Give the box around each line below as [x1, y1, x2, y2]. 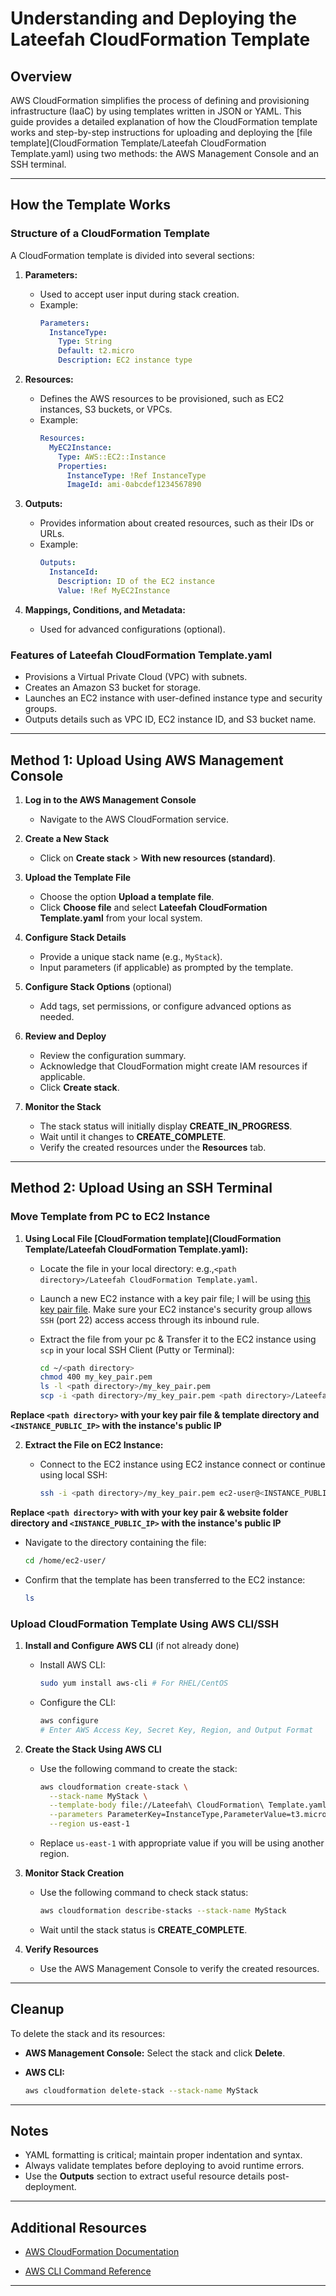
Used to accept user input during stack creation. [39, 288, 240, 300]
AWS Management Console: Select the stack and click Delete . [24, 2047, 286, 2059]
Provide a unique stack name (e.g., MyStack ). [39, 950, 223, 962]
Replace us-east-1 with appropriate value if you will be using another [39, 1837, 325, 1849]
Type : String [58, 337, 113, 347]
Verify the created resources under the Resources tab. [39, 1141, 267, 1153]
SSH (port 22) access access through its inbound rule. [39, 1313, 260, 1326]
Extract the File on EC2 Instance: [24, 1439, 164, 1451]
